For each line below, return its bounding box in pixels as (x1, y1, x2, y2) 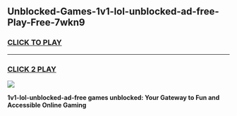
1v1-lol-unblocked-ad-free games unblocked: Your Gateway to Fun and (7, 93, 220, 101)
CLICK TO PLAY (7, 38, 62, 48)
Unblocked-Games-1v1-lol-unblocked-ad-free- (7, 6, 220, 18)
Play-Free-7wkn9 (7, 17, 85, 29)
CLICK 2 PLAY (7, 64, 56, 74)
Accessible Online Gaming (7, 101, 87, 109)
